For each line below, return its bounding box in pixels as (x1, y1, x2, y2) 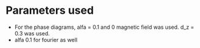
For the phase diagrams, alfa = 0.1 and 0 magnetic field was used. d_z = (14, 23, 195, 31)
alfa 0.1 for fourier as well (14, 36, 78, 43)
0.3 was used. (14, 29, 50, 37)
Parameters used (5, 4, 94, 17)
